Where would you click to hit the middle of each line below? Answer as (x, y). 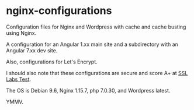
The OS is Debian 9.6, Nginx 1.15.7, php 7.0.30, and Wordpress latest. (88, 90)
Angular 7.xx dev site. (32, 50)
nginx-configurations (59, 11)
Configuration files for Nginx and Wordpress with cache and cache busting (96, 27)
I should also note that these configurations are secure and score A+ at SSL (97, 73)
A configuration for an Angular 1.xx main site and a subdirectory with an (92, 44)
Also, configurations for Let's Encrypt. (52, 62)
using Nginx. (21, 33)
